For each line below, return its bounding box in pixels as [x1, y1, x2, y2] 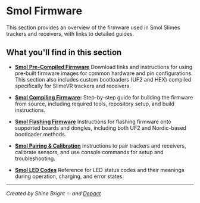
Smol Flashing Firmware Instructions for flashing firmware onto [14, 118, 171, 125]
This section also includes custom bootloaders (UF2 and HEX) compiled [14, 76, 192, 83]
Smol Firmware [6, 4, 82, 18]
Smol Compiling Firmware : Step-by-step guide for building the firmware [14, 93, 193, 101]
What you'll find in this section [6, 48, 122, 58]
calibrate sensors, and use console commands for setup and [14, 148, 164, 155]
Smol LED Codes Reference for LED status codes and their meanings [14, 166, 185, 173]
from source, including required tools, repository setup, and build [14, 100, 174, 107]
